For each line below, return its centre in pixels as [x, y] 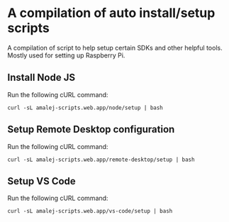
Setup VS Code [41, 181]
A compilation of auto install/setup [111, 13]
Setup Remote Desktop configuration [91, 129]
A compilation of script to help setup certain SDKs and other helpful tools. [115, 48]
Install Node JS [41, 78]
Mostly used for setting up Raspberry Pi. [66, 55]
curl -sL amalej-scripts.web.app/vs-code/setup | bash [90, 211]
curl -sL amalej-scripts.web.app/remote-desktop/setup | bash [101, 160]
